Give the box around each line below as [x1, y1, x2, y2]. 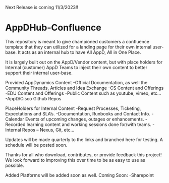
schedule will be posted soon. [5, 142, 68, 148]
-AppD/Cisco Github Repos [5, 95, 62, 101]
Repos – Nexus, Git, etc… [22, 127, 75, 133]
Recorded [5, 121, 26, 128]
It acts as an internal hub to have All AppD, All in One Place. [18, 49, 141, 55]
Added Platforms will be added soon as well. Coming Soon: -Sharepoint [5, 172, 154, 178]
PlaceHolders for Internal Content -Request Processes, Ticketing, [5, 105, 141, 111]
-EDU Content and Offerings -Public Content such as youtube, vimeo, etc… [5, 90, 161, 96]
